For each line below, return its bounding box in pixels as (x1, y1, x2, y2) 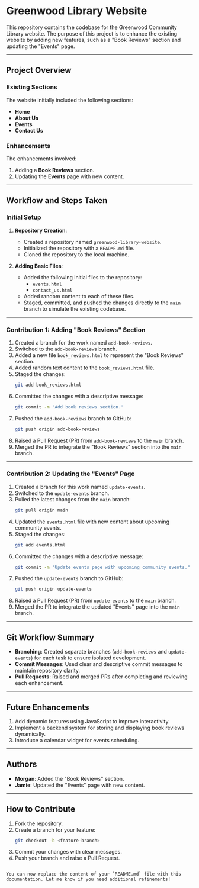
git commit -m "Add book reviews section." (14, 404, 124, 410)
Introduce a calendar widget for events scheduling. (14, 736, 140, 744)
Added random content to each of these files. (23, 292, 135, 300)
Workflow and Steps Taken (6, 195, 108, 205)
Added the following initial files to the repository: (23, 274, 142, 281)
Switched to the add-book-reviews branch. (14, 345, 117, 352)
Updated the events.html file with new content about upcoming (14, 518, 170, 525)
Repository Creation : (14, 227, 68, 234)
